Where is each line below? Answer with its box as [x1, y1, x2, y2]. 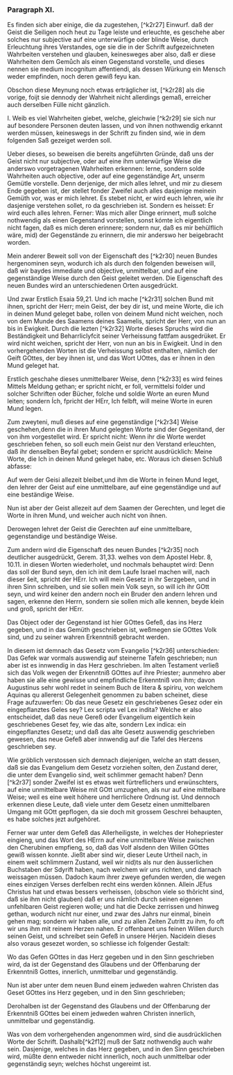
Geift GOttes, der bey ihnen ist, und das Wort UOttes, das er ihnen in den [7, 354, 215, 362]
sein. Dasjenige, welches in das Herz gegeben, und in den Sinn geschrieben [7, 1045, 225, 1053]
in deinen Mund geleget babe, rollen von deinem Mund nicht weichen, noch [7, 309, 223, 318]
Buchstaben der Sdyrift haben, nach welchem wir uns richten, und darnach [7, 866, 222, 874]
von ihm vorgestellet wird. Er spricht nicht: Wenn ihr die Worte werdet [7, 433, 206, 441]
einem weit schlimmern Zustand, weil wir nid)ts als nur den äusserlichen [7, 858, 214, 866]
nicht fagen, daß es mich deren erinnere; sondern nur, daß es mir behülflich [7, 224, 223, 232]
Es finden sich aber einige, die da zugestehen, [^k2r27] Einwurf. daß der [7, 21, 214, 29]
